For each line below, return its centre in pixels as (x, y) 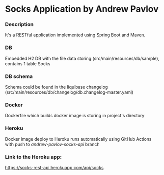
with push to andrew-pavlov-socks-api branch (52, 144)
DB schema (19, 76)
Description (19, 25)
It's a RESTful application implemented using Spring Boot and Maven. (75, 35)
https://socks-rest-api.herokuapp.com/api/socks (55, 167)
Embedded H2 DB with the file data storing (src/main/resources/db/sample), (82, 58)
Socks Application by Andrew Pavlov (82, 9)
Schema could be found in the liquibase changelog (56, 87)
